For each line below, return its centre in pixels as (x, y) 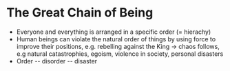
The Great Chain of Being (80, 13)
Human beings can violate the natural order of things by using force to (116, 39)
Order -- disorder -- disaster (57, 61)
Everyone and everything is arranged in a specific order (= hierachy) (114, 32)
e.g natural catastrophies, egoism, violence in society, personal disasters (120, 54)
